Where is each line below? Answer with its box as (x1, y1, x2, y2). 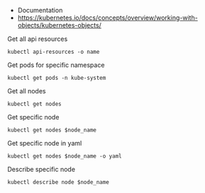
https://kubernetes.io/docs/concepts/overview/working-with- (17, 13, 199, 22)
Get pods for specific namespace (7, 61, 105, 69)
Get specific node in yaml (7, 139, 82, 147)
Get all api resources (7, 35, 68, 43)
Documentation (17, 6, 63, 14)
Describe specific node (7, 165, 76, 173)
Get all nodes (7, 87, 46, 95)
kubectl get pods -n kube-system (7, 74, 106, 81)
